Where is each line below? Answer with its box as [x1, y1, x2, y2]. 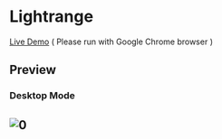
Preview [9, 62, 57, 78]
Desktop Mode [9, 89, 75, 102]
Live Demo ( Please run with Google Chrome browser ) [9, 36, 213, 47]
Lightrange [9, 6, 93, 27]
